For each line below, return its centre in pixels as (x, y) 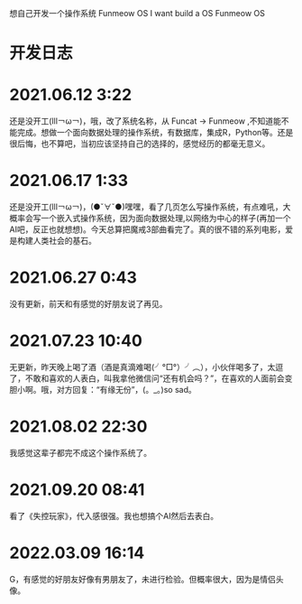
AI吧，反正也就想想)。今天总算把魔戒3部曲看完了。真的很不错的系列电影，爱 (151, 229)
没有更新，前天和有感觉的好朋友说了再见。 (88, 304)
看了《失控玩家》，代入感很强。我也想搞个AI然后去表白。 (114, 516)
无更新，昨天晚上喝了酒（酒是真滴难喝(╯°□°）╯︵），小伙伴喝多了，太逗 (146, 367)
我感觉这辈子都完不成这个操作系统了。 (80, 452)
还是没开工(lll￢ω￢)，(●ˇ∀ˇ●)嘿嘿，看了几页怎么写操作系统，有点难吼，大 (150, 207)
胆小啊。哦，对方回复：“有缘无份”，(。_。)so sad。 (103, 389)
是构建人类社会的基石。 (53, 241)
